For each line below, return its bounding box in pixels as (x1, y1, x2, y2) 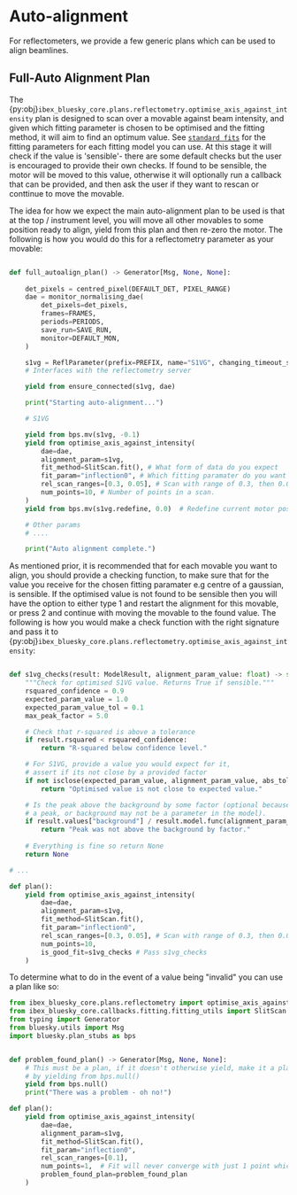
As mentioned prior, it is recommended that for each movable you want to (9, 561, 278, 571)
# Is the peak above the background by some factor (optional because (25, 800, 291, 810)
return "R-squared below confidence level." (41, 744, 208, 753)
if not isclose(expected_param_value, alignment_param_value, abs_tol (25, 776, 291, 785)
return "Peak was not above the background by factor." (41, 826, 251, 834)
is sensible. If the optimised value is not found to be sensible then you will (9, 589, 278, 600)
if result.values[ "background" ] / (25, 817, 152, 826)
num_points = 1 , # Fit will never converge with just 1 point (41, 1162, 271, 1171)
